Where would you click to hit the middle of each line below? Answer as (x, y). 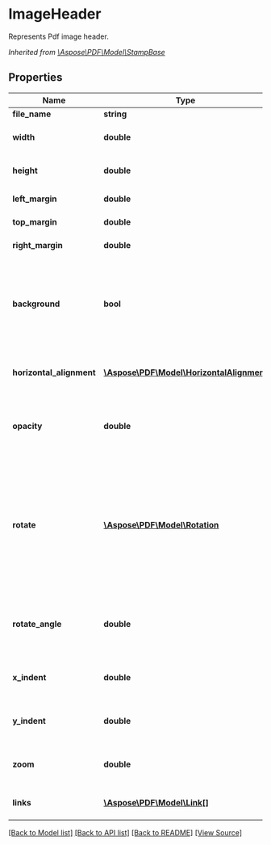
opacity (27, 426)
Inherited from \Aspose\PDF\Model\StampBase (87, 52)
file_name (32, 114)
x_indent (29, 677)
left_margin (35, 199)
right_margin (38, 245)
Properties (35, 78)
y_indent (29, 721)
